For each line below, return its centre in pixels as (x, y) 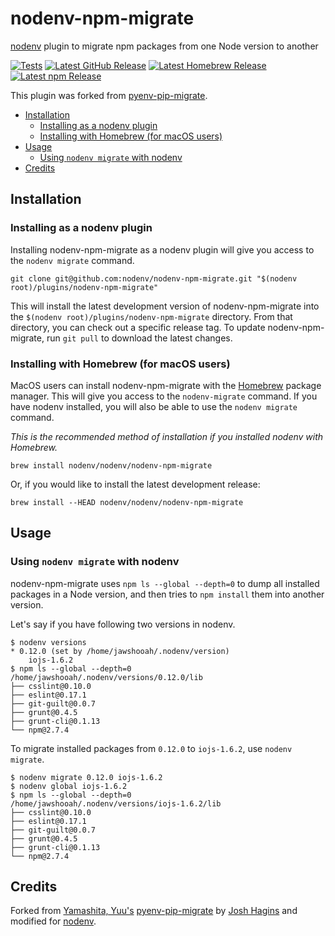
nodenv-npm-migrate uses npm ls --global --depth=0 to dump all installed (165, 583)
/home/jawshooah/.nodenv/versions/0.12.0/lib (106, 677)
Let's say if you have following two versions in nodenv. (123, 624)
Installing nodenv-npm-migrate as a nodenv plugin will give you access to (162, 249)
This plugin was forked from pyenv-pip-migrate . (109, 95)
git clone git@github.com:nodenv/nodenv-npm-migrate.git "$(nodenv (154, 278)
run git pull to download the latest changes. (139, 338)
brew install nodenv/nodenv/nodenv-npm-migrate (111, 465)
